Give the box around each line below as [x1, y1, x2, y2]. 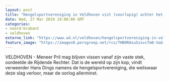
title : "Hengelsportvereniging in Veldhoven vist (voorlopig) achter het [5, 12, 163, 17]
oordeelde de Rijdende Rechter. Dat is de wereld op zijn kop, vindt [5, 59, 142, 65]
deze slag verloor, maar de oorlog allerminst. [5, 70, 98, 76]
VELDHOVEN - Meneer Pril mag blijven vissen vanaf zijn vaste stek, [5, 54, 145, 60]
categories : [5, 21, 30, 27]
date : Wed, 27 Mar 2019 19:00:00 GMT [5, 17, 84, 22]
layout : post [5, 7, 33, 13]
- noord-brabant [5, 26, 39, 31]
